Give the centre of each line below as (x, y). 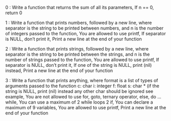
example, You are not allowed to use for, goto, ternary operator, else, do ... (83, 97)
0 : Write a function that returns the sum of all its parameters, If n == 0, (80, 7)
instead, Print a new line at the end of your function (59, 70)
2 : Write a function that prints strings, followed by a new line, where (77, 49)
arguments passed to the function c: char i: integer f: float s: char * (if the (82, 86)
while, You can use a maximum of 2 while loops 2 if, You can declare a (79, 102)
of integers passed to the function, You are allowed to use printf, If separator (86, 33)
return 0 (14, 13)
